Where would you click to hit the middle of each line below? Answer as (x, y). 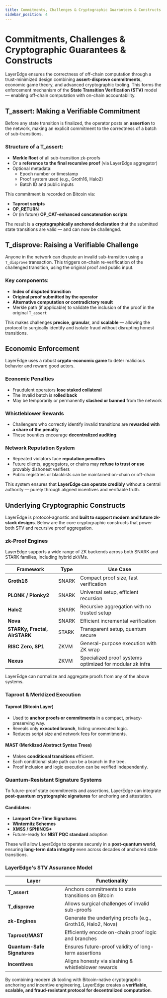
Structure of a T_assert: (34, 147)
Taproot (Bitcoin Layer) (29, 706)
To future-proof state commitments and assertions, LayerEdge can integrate (83, 791)
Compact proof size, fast (109, 578)
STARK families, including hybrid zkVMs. (47, 557)
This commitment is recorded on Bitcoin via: (50, 194)
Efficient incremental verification (118, 621)
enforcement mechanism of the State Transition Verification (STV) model (81, 90)
